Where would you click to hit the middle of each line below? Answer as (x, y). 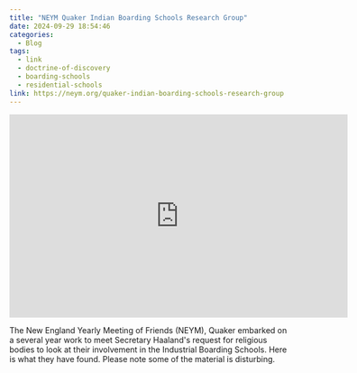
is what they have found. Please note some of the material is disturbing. (142, 359)
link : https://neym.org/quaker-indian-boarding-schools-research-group (146, 93)
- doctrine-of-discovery (64, 69)
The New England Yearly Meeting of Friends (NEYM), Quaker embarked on (148, 330)
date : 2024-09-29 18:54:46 (60, 26)
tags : (19, 51)
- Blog (30, 43)
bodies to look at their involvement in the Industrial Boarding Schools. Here (148, 350)
